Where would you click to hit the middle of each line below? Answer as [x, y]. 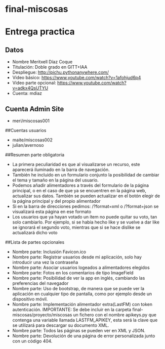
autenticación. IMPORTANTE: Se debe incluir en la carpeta [72, 309]
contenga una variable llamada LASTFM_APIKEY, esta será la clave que [85, 320]
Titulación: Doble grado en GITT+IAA [50, 67]
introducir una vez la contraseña [45, 262]
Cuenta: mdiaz [27, 93]
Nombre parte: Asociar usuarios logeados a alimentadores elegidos [81, 267]
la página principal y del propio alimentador [56, 201]
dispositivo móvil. [30, 299]
